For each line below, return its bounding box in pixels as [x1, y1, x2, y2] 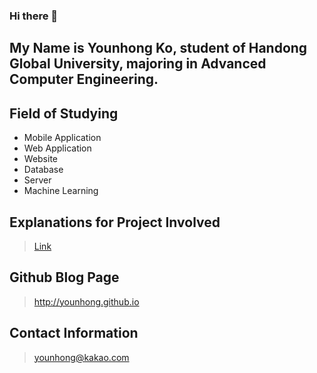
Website [23, 153, 59, 165]
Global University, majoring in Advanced [9, 55, 267, 73]
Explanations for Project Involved [9, 214, 221, 231]
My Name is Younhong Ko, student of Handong [9, 40, 308, 57]
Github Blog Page [9, 269, 120, 286]
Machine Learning [23, 185, 99, 197]
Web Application [23, 142, 92, 154]
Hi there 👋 [9, 9, 59, 23]
